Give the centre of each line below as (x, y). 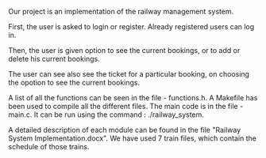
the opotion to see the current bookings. (74, 83)
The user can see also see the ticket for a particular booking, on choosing (129, 74)
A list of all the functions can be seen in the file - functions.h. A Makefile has (133, 98)
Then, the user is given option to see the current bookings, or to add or (124, 50)
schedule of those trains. (49, 147)
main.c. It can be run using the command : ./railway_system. (106, 115)
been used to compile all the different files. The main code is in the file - (126, 106)
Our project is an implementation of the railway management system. (121, 11)
